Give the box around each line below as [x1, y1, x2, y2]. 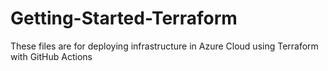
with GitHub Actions [10, 50, 93, 62]
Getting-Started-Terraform [10, 7, 238, 30]
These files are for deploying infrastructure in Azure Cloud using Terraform [10, 40, 319, 52]
